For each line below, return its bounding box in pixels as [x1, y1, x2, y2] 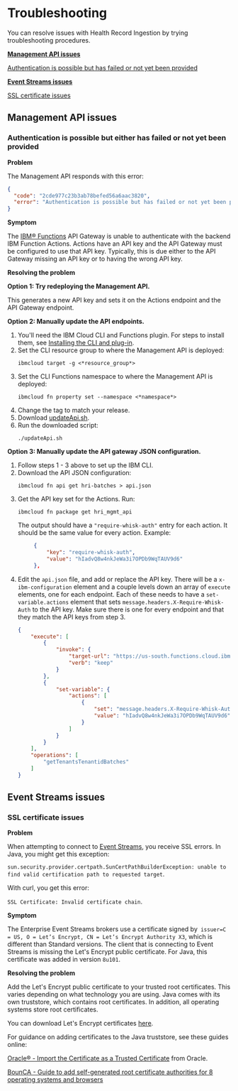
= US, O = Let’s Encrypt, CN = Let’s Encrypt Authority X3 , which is [7, 933, 212, 941]
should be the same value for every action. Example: [17, 528, 171, 537]
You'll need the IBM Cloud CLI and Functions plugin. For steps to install [17, 331, 225, 340]
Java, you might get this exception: [7, 850, 110, 859]
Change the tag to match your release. [17, 406, 130, 415]
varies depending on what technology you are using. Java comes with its [7, 990, 221, 999]
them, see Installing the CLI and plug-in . [17, 339, 135, 347]
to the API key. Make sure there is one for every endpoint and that [32, 605, 225, 614]
